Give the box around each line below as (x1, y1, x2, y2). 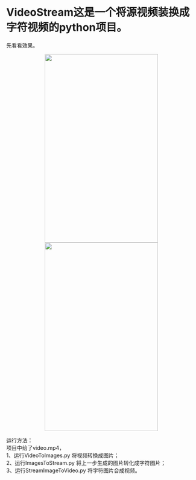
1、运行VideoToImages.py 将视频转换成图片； (6, 452, 119, 459)
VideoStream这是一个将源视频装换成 (6, 5, 190, 19)
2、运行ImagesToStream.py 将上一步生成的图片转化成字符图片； (6, 459, 166, 466)
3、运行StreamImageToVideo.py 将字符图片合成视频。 (6, 467, 141, 474)
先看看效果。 (6, 42, 38, 49)
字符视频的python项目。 (6, 21, 128, 34)
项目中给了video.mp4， (6, 444, 65, 451)
